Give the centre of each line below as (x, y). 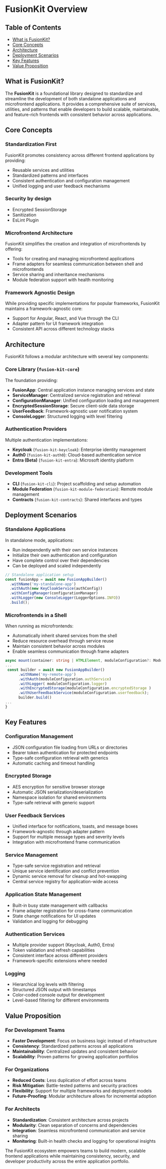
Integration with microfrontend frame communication (66, 842)
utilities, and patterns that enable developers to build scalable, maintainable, (83, 109)
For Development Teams (35, 1030)
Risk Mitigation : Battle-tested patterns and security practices (75, 1086)
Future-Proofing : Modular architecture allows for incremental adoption (84, 1096)
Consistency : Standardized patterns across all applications (73, 1046)
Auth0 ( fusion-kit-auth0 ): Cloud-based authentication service (77, 455)
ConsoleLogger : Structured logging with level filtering (67, 416)
